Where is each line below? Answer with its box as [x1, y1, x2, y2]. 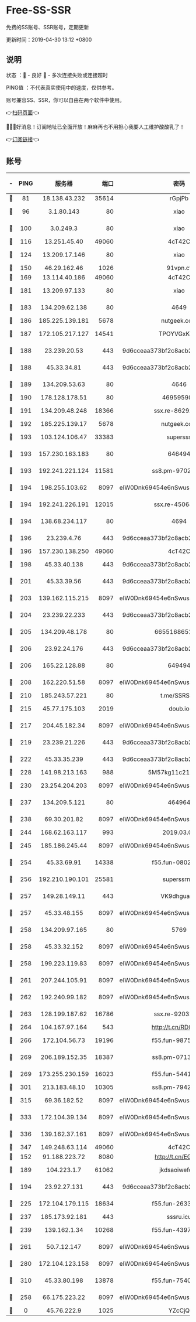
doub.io [169, 704, 190, 712]
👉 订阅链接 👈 [6, 135, 40, 142]
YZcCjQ [168, 1306, 190, 1314]
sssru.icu [166, 1212, 192, 1221]
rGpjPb [169, 194, 189, 202]
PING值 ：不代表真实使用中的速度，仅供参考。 [6, 84, 117, 91]
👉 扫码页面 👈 [6, 109, 40, 116]
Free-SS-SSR [6, 4, 71, 17]
